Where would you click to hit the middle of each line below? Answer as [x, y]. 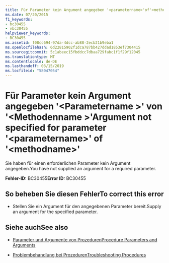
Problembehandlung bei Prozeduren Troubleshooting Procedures [79, 254]
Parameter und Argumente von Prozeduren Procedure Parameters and [85, 239]
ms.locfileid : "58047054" [32, 71]
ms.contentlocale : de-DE [31, 61]
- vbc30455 [17, 29]
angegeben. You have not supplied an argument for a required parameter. [81, 168]
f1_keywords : [19, 19]
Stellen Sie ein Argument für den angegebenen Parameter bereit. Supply [87, 206]
